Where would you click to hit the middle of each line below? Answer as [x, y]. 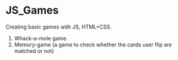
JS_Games [32, 10]
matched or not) [34, 50]
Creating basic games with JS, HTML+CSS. [59, 27]
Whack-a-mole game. [41, 38]
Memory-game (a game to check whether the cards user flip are [93, 45]
